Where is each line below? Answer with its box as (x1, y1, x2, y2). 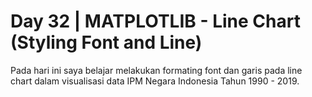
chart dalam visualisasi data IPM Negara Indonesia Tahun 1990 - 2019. (10, 75, 300, 87)
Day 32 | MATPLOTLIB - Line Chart (10, 10, 301, 33)
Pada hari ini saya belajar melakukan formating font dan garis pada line (10, 64, 303, 76)
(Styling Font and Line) (10, 31, 203, 54)
